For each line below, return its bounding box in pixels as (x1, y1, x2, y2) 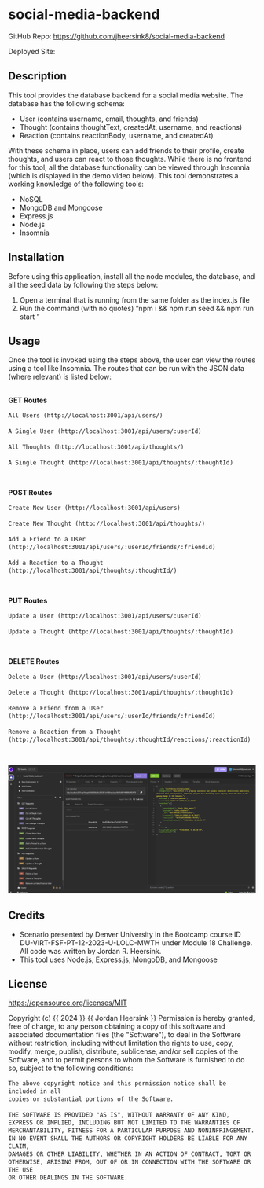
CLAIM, (8, 1142, 30, 1150)
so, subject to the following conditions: (8, 1063, 134, 1073)
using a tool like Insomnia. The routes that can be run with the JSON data (8, 364, 245, 373)
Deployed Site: (8, 46, 56, 56)
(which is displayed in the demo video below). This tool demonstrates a (8, 170, 239, 180)
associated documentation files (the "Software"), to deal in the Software (8, 1030, 242, 1039)
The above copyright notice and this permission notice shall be (8, 1080, 226, 1087)
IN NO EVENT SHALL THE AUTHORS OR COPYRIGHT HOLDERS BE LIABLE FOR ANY (8, 1135, 247, 1142)
